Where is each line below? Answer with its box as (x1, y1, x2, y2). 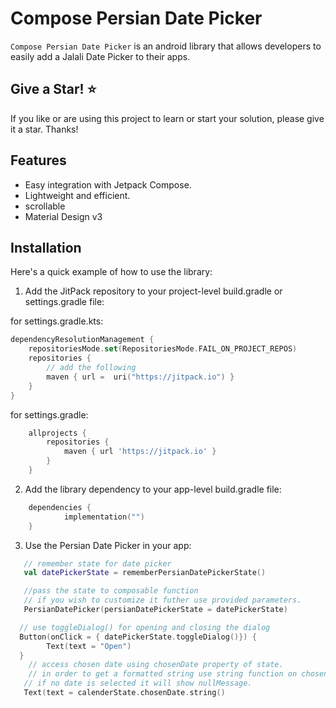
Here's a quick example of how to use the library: (10, 266, 213, 278)
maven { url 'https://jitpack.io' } (63, 447, 217, 457)
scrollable (24, 200, 66, 212)
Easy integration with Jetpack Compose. (24, 178, 192, 191)
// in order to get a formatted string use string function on (28, 669, 298, 679)
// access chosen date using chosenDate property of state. (28, 660, 284, 670)
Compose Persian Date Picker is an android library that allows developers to (10, 40, 322, 52)
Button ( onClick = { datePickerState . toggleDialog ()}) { (19, 632, 257, 642)
